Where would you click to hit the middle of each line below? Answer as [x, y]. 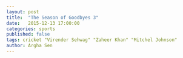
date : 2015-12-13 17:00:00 [43, 23]
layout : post [23, 12]
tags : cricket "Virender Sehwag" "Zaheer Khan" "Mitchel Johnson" [92, 40]
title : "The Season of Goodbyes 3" [52, 18]
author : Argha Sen [29, 46]
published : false [28, 34]
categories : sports [31, 29]
